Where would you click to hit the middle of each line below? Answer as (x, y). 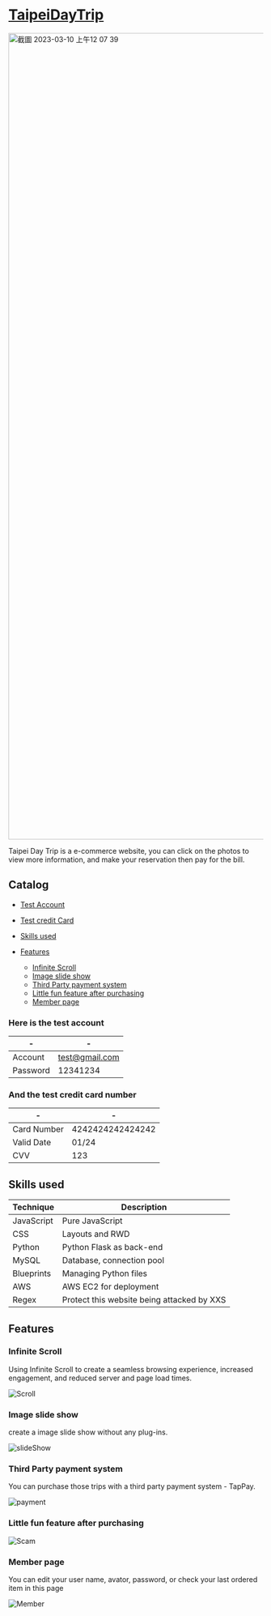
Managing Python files (105, 1273)
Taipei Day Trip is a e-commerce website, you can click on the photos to (129, 851)
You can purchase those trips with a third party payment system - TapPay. (132, 1486)
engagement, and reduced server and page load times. (100, 1378)
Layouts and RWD (96, 1234)
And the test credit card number (73, 1094)
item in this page (36, 1588)
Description (144, 1207)
